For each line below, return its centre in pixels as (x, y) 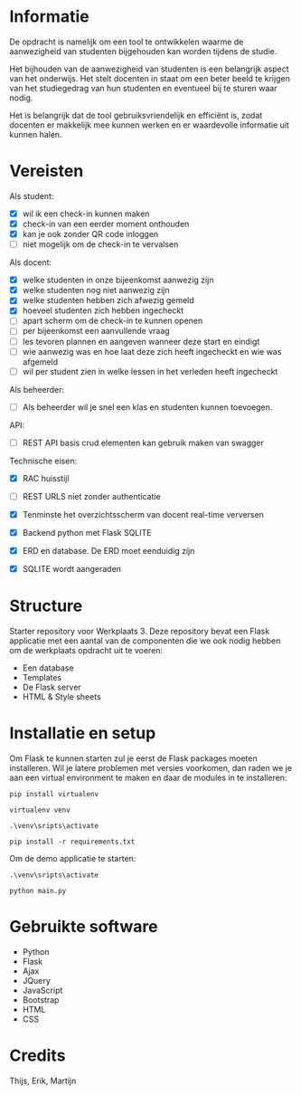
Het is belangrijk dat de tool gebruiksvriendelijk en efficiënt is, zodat (136, 115)
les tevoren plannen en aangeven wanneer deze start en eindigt (141, 341)
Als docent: (31, 262)
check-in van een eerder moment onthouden (106, 224)
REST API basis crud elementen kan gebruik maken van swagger (143, 443)
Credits (38, 1056)
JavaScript (42, 990)
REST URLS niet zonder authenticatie (91, 496)
